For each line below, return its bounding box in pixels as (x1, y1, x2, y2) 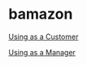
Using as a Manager (8, 47, 76, 57)
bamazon (8, 5, 73, 24)
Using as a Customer (8, 32, 79, 41)
